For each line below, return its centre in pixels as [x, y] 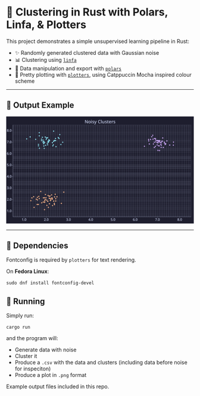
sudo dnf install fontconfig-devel [50, 283]
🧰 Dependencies [37, 246]
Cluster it [26, 356]
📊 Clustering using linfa [46, 59]
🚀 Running [26, 301]
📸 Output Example [40, 106]
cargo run [18, 327]
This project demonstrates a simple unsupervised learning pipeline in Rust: [98, 41]
